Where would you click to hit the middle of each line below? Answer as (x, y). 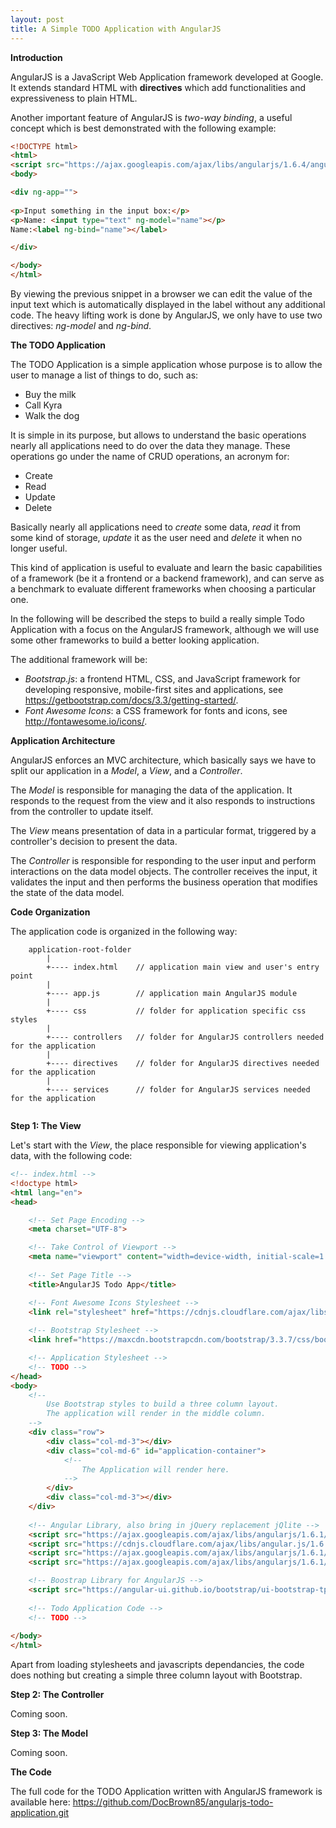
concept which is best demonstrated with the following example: (143, 128)
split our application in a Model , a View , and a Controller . (126, 770)
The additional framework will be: (79, 659)
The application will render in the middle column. (156, 1414)
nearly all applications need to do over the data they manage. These (150, 445)
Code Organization (50, 912)
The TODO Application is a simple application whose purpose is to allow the (166, 364)
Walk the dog (52, 415)
